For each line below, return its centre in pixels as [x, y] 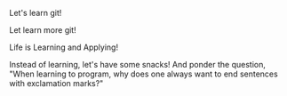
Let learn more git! [43, 30]
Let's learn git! [36, 13]
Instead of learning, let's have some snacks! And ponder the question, [138, 64]
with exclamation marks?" [56, 83]
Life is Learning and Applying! [64, 47]
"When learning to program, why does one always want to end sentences [143, 74]
